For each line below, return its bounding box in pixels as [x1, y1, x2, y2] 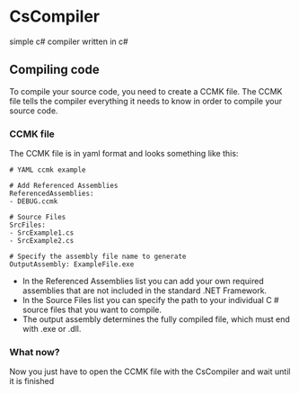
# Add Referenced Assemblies [9, 182, 119, 191]
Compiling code [9, 62, 101, 77]
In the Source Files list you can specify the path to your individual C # [22, 295, 280, 306]
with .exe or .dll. [22, 324, 82, 335]
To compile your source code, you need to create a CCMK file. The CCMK [9, 85, 283, 96]
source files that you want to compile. [22, 304, 162, 316]
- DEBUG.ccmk [9, 197, 58, 206]
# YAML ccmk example [9, 166, 87, 175]
